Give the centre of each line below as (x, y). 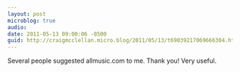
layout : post (27, 14)
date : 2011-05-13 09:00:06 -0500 (57, 34)
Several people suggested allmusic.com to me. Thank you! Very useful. (112, 61)
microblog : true (31, 21)
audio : (17, 27)
